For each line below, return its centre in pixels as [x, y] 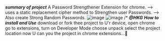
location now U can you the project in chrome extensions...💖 [66, 33]
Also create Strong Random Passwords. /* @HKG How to [82, 18]
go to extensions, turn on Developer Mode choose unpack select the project [83, 28]
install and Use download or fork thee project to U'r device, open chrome [80, 23]
